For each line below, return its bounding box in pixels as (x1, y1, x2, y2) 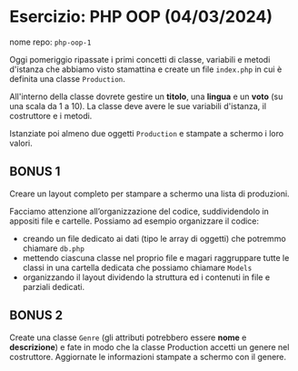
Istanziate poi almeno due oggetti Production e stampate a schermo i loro (9, 127, 284, 138)
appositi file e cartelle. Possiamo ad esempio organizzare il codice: (9, 216, 260, 226)
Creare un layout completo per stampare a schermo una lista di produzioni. (9, 188, 290, 199)
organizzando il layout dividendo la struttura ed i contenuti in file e (22, 271, 271, 283)
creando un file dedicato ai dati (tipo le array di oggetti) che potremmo (22, 233, 286, 244)
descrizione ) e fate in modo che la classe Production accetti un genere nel (9, 341, 290, 352)
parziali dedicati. (22, 281, 85, 292)
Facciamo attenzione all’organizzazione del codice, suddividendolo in (9, 206, 270, 216)
